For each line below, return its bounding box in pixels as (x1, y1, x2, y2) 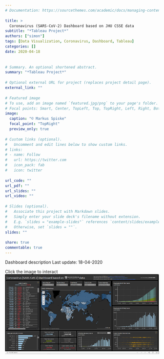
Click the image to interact (5, 269, 58, 274)
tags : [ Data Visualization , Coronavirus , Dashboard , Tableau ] (5, 39, 134, 44)
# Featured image (5, 95, 41, 100)
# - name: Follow (5, 152, 41, 157)
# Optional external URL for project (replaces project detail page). (5, 80, 152, 85)
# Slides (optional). (5, 204, 49, 209)
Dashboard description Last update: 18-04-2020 (5, 259, 103, 265)
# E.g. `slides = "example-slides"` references (5, 219, 108, 224)
